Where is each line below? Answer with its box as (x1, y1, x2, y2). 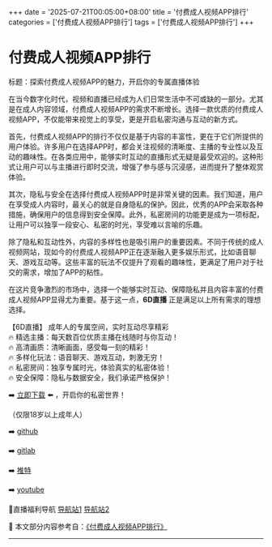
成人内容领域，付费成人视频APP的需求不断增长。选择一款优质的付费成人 (22, 104, 264, 113)
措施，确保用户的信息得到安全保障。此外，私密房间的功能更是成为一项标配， (8, 209, 264, 219)
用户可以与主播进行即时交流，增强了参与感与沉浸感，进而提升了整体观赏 (22, 161, 264, 172)
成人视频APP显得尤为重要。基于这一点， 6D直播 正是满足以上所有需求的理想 (8, 294, 261, 304)
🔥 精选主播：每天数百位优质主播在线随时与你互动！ (8, 331, 180, 342)
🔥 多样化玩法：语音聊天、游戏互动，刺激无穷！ (8, 352, 165, 362)
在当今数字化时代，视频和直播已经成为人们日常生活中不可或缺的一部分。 (8, 94, 249, 104)
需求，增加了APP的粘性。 (22, 267, 108, 277)
